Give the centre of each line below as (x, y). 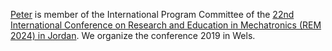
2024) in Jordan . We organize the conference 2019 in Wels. (133, 35)
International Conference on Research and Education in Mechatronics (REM (166, 25)
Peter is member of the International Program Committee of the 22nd (152, 14)
